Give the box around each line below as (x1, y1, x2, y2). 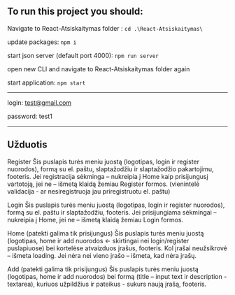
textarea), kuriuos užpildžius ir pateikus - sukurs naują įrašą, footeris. (7, 280, 207, 288)
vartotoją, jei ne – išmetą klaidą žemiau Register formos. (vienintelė (7, 180, 200, 188)
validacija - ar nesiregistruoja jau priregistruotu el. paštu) (7, 187, 171, 195)
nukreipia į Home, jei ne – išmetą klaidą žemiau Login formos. (7, 215, 184, 224)
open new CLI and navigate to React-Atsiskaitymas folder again (7, 64, 190, 73)
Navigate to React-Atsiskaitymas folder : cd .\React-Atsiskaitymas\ (7, 24, 204, 32)
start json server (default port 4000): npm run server (7, 51, 159, 59)
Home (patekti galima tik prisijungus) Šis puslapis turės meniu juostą (7, 229, 204, 237)
